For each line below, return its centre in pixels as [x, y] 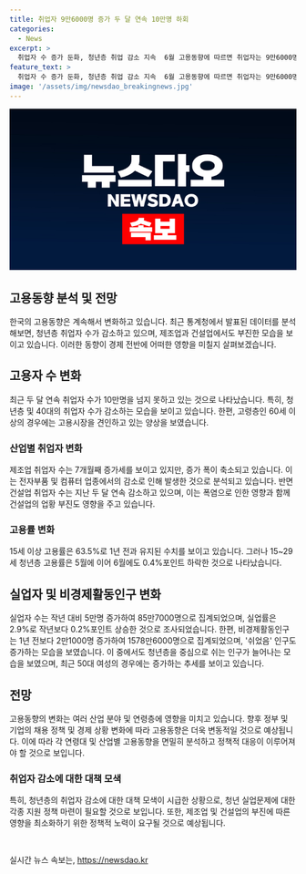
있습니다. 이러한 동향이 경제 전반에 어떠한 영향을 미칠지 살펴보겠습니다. [151, 344]
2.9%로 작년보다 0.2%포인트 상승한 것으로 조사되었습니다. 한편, [123, 630]
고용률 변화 [32, 530]
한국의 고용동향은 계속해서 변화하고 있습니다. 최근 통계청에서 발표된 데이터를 [144, 322]
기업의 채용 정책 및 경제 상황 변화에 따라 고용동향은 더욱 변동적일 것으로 [136, 730]
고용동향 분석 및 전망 [63, 298]
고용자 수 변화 [46, 376]
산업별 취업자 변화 [46, 448]
